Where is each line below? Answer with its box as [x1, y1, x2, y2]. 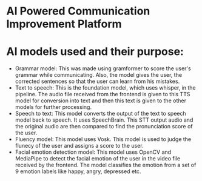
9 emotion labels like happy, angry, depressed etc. [15, 168, 141, 175]
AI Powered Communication [6, 4, 150, 18]
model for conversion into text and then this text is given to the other [15, 97, 187, 104]
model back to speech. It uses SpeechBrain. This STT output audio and [15, 116, 194, 123]
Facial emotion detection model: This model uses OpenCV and [15, 148, 172, 156]
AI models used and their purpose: [6, 45, 184, 59]
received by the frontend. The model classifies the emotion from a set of [15, 162, 197, 169]
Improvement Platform [6, 17, 123, 31]
